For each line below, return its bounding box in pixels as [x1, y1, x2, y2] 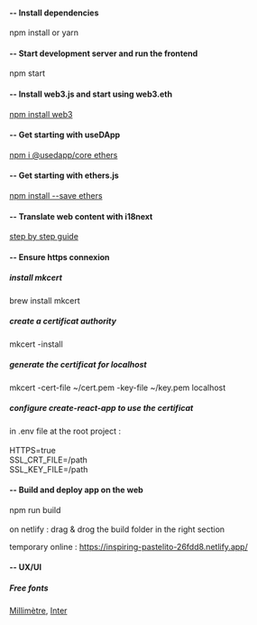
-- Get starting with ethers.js [9, 170, 119, 181]
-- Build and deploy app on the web [9, 484, 144, 496]
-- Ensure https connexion [9, 251, 110, 262]
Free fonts [9, 583, 49, 593]
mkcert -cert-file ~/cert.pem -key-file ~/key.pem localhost [9, 382, 226, 393]
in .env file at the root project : [9, 425, 122, 436]
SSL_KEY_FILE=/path [9, 463, 88, 474]
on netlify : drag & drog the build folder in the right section [9, 524, 225, 535]
